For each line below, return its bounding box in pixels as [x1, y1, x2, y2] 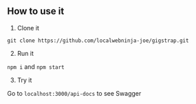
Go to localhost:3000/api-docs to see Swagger [7, 89, 142, 97]
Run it [17, 49, 34, 57]
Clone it [17, 23, 40, 32]
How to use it [7, 6, 65, 17]
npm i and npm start [7, 62, 65, 71]
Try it [17, 76, 32, 84]
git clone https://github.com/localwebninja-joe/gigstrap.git [7, 37, 189, 44]
